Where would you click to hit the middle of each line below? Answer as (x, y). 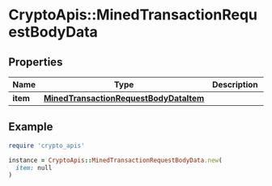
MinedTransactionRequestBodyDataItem (124, 98)
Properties (36, 62)
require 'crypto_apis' (47, 146)
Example (31, 127)
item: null (34, 167)
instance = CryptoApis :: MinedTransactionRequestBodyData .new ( (115, 160)
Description (235, 85)
